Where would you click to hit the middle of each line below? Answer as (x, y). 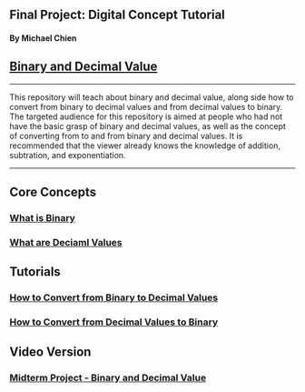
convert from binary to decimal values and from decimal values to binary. (146, 106)
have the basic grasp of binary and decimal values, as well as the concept (148, 126)
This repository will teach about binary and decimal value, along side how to (152, 97)
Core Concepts (53, 192)
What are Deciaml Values (66, 243)
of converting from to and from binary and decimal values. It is (126, 136)
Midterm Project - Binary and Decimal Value (108, 377)
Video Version (50, 352)
